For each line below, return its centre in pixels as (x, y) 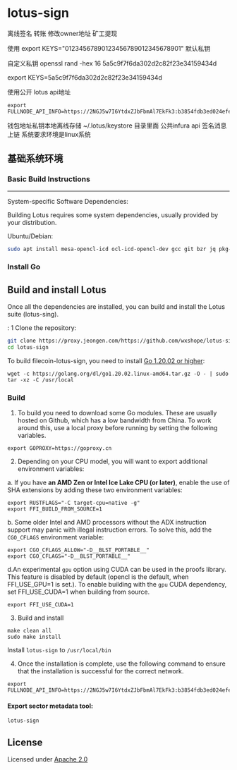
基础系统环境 (35, 159)
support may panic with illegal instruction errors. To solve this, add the (110, 530)
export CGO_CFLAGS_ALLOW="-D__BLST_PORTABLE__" (79, 550)
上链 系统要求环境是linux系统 (49, 134)
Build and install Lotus (57, 289)
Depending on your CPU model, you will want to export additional (113, 462)
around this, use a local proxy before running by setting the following (117, 428)
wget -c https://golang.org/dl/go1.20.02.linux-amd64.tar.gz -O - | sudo (118, 374)
